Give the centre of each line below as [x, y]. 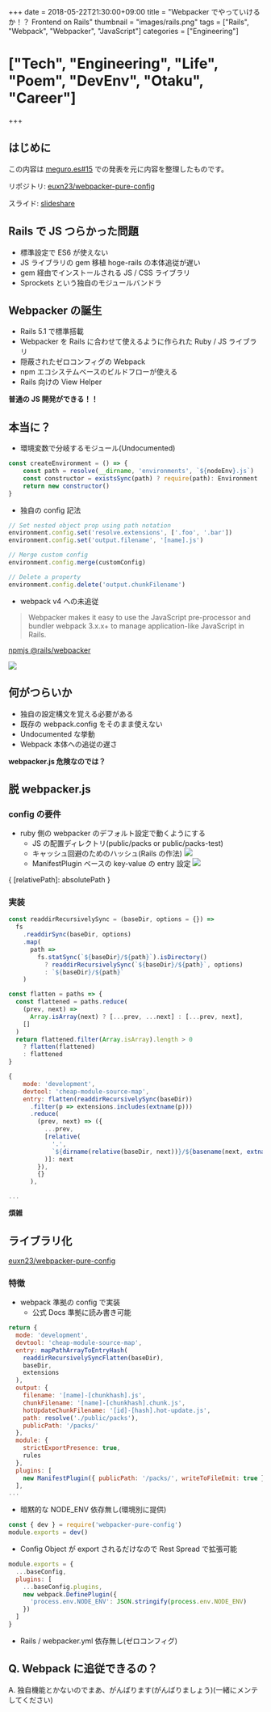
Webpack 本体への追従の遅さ [69, 744]
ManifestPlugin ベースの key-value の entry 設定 [111, 864]
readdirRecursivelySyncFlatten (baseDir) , [93, 1358]
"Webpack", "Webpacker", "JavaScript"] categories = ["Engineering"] [124, 31]
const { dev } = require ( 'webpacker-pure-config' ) [95, 1525]
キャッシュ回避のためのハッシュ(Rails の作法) [107, 854]
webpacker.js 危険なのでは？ [57, 761]
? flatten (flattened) [59, 1047]
